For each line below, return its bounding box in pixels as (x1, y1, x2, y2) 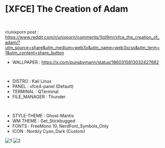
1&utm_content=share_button (5, 50, 64, 56)
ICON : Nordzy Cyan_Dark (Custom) (12, 128, 85, 134)
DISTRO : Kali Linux (12, 78, 52, 84)
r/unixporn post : (5, 29, 39, 35)
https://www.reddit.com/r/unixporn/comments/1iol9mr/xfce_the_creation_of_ (5, 34, 160, 40)
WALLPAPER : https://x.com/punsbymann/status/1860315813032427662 (12, 59, 160, 65)
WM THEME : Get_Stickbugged (12, 118, 75, 124)
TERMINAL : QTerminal (12, 88, 59, 94)
